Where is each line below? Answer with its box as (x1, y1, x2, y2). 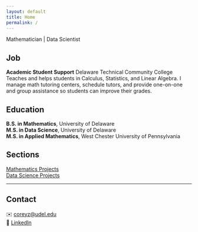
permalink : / (6, 19, 38, 25)
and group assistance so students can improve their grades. (6, 87, 152, 94)
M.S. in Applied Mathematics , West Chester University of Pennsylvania (6, 133, 181, 139)
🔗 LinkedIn (6, 219, 32, 226)
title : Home (6, 14, 35, 20)
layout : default (6, 8, 46, 15)
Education (6, 104, 45, 115)
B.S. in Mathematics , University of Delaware (6, 120, 115, 127)
